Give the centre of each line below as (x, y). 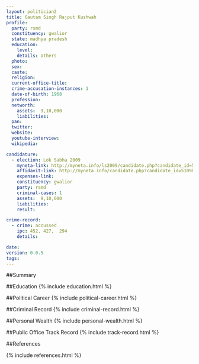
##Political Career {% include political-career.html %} (72, 298)
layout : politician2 (32, 12)
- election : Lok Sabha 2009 (46, 160)
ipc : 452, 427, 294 (42, 231)
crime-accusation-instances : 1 (50, 89)
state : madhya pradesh (39, 39)
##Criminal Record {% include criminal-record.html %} (73, 310)
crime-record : (24, 220)
